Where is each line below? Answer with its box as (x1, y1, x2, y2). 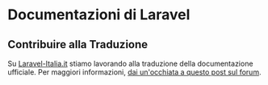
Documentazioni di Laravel (7, 6, 191, 24)
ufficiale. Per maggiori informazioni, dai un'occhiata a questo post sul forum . (7, 67, 262, 77)
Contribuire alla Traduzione (7, 38, 149, 51)
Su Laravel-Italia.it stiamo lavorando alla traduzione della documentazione (7, 59, 253, 68)
